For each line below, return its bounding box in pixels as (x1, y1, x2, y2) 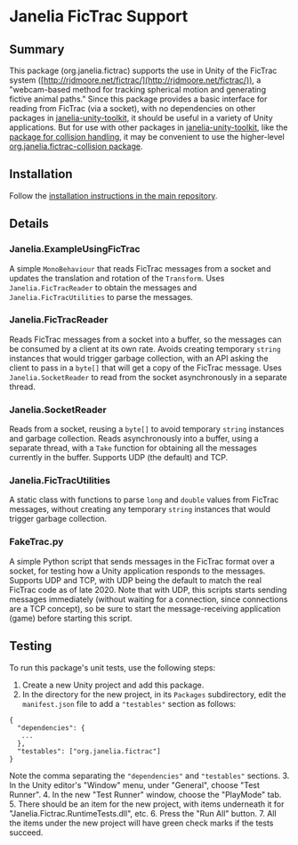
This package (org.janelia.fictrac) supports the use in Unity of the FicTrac (9, 65, 278, 76)
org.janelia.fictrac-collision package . (9, 141, 143, 151)
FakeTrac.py (9, 536, 64, 548)
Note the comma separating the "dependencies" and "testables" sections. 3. (9, 770, 290, 781)
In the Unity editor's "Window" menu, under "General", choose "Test (9, 779, 261, 790)
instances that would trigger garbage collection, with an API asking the (9, 353, 269, 363)
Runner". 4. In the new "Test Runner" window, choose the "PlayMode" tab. (9, 789, 282, 800)
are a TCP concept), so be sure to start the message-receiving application (9, 603, 281, 613)
